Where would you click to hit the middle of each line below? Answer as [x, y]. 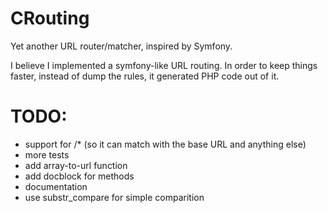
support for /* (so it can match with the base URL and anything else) [165, 144]
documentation [56, 186]
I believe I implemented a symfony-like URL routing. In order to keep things [164, 65]
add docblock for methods [79, 176]
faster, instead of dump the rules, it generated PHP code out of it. [145, 76]
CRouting [50, 18]
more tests [47, 154]
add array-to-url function [76, 165]
